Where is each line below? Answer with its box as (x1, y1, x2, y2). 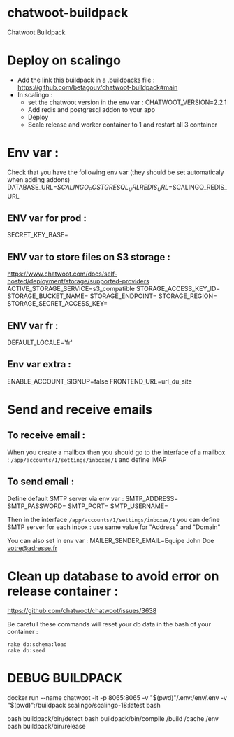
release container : (7, 583, 119, 599)
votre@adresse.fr (7, 544, 58, 552)
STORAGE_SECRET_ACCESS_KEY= (7, 300, 108, 308)
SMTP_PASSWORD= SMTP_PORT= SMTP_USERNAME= (7, 502, 169, 510)
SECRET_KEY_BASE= (7, 231, 68, 239)
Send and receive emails (7, 402, 152, 418)
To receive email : (7, 429, 86, 442)
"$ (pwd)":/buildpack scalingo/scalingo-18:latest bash (7, 701, 161, 709)
